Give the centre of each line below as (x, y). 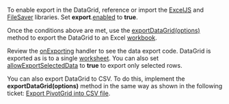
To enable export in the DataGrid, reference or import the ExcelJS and (105, 10)
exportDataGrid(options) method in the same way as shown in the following (115, 86)
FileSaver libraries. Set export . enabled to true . (72, 17)
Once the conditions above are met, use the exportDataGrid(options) (104, 30)
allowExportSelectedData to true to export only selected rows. (95, 65)
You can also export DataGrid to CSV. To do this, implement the (96, 79)
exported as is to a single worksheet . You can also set (83, 58)
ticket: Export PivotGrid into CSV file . (59, 93)
